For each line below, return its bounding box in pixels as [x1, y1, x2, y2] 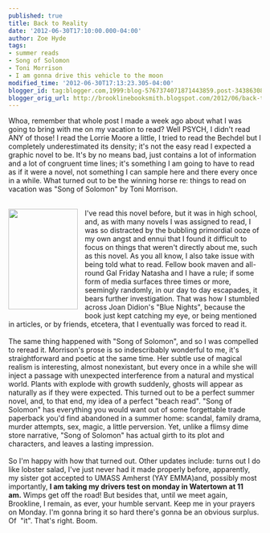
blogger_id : [8, 86, 48, 95]
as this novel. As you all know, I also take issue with [84, 251, 255, 261]
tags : [8, 42, 27, 50]
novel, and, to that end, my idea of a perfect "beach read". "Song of [8, 396, 232, 406]
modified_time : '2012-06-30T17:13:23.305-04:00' [8, 79, 174, 87]
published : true [8, 11, 63, 20]
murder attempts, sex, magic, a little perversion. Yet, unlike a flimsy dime [8, 422, 249, 432]
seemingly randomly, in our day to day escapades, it [84, 285, 258, 295]
